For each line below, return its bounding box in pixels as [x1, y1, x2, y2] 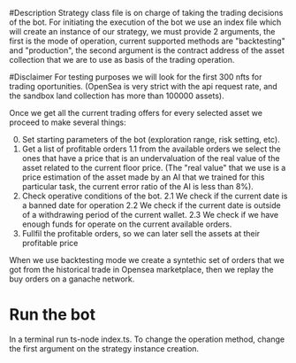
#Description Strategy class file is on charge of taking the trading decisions [9, 8, 284, 18]
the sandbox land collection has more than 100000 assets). [9, 90, 224, 101]
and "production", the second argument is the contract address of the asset [9, 45, 285, 56]
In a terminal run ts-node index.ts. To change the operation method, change [9, 334, 285, 344]
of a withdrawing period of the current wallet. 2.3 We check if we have [21, 210, 279, 220]
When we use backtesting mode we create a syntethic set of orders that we [9, 255, 285, 265]
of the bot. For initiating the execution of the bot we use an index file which [9, 17, 282, 27]
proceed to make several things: [9, 117, 126, 127]
